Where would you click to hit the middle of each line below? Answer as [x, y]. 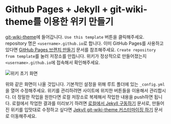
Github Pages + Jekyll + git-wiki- [76, 9]
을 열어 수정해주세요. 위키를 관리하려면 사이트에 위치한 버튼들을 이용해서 [77, 90]
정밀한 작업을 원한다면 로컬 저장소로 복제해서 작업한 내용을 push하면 [85, 97]
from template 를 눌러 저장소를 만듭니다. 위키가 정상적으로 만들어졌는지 [76, 56]
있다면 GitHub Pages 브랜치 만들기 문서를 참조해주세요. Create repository [81, 49]
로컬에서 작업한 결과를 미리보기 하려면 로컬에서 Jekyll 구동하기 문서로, [81, 103]
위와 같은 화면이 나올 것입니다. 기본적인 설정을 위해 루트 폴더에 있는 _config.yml [85, 84]
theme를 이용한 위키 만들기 [59, 22]
